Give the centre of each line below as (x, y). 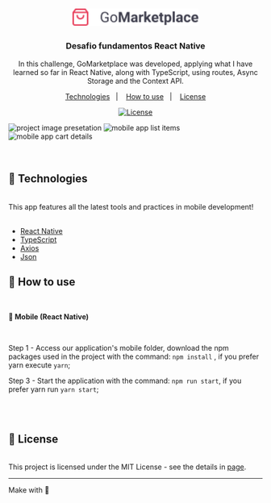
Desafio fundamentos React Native (135, 46)
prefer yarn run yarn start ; (54, 389)
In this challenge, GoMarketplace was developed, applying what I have (135, 64)
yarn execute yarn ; (40, 365)
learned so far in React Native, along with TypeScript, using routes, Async (135, 72)
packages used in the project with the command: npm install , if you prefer (134, 357)
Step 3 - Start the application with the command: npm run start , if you (125, 381)
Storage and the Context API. (135, 81)
